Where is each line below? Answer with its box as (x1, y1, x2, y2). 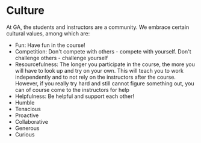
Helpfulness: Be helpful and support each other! (14, 93, 134, 100)
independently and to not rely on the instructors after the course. (14, 73, 176, 81)
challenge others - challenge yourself (14, 54, 108, 61)
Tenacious (14, 105, 41, 112)
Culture (6, 4, 45, 17)
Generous (14, 124, 40, 132)
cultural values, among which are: (6, 29, 90, 37)
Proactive (14, 112, 39, 119)
